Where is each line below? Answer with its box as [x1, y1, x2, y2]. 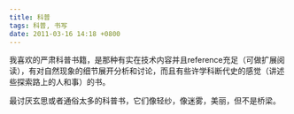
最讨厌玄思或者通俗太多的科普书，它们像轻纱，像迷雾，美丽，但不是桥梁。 [9, 95, 281, 106]
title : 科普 [9, 12, 50, 22]
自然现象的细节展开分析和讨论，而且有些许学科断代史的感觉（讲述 [43, 65, 285, 76]
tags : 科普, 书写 [9, 21, 68, 30]
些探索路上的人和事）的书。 [9, 77, 111, 87]
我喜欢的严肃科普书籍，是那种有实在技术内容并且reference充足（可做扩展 [9, 55, 277, 65]
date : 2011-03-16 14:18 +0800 [9, 29, 121, 38]
